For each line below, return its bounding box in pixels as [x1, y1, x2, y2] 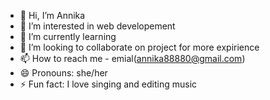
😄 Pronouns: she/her [19, 67, 108, 79]
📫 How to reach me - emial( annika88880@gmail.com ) [19, 53, 246, 64]
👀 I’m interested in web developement [19, 20, 176, 32]
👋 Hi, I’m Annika [19, 10, 86, 21]
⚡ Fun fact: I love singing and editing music [19, 78, 198, 90]
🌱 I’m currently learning [19, 31, 117, 42]
